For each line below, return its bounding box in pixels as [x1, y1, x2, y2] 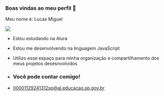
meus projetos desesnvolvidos [12, 60, 78, 67]
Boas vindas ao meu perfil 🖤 [5, 5, 76, 12]
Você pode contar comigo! [12, 73, 80, 80]
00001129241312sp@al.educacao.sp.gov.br [12, 85, 105, 91]
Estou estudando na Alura [12, 36, 68, 42]
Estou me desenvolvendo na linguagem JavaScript [12, 45, 120, 51]
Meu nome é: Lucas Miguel [5, 16, 63, 22]
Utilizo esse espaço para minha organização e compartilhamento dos [12, 55, 159, 61]
